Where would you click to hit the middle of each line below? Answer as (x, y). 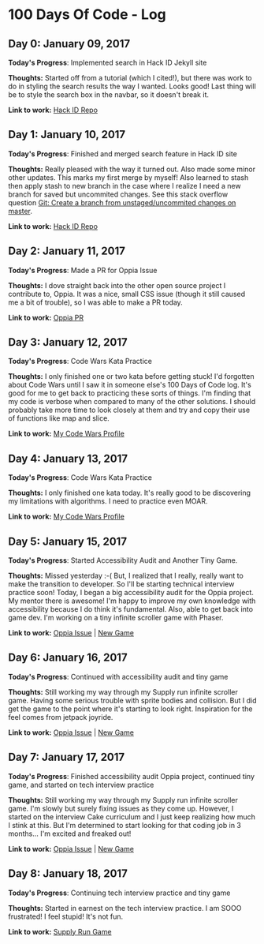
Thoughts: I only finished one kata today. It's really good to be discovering (129, 493)
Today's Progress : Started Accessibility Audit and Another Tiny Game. (123, 560)
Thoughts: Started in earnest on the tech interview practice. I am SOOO (125, 908)
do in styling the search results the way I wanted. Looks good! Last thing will (132, 86)
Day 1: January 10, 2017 (67, 135)
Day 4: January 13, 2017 (68, 458)
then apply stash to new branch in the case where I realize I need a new (125, 185)
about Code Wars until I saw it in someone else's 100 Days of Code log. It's (130, 385)
